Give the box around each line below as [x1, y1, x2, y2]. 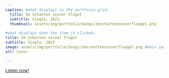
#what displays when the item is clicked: [5, 30, 96, 35]
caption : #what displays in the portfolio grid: [5, 7, 109, 12]
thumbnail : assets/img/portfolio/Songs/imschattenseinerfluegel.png [10, 21, 156, 26]
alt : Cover [5, 49, 28, 54]
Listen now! [5, 67, 29, 73]
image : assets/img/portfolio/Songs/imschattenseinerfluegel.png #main [5, 44, 156, 49]
